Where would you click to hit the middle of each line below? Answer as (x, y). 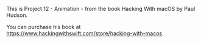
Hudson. (17, 15)
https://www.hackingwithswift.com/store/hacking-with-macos (84, 33)
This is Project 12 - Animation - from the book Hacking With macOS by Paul (101, 9)
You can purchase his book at (44, 27)
